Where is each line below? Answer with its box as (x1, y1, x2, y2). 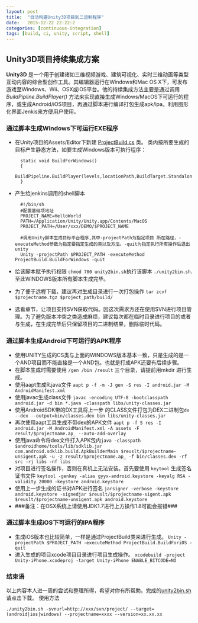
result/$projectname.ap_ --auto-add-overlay (14, 431, 126, 436)
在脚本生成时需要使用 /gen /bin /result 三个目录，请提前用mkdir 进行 (14, 366, 187, 373)
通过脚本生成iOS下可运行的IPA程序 (6, 519, 105, 527)
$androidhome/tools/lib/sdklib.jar (14, 443, 103, 449)
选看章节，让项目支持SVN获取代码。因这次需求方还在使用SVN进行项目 (14, 306, 187, 313)
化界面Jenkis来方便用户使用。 (6, 108, 79, 115)
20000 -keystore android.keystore (38, 479, 124, 484)
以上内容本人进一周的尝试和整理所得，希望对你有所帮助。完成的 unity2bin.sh (6, 587, 192, 594)
